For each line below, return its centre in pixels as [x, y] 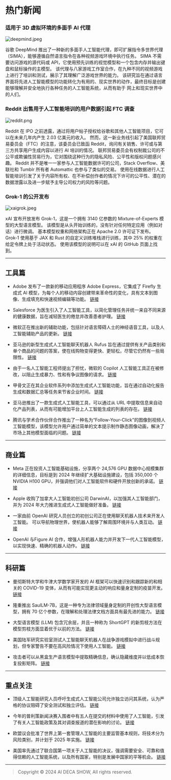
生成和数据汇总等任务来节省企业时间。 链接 [58, 392]
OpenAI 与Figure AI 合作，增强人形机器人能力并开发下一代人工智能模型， [89, 539]
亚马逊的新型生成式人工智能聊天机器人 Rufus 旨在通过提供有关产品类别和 [89, 344]
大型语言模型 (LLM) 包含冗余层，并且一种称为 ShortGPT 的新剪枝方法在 [87, 622]
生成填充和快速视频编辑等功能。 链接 [60, 299]
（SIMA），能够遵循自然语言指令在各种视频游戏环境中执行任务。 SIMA [78, 56]
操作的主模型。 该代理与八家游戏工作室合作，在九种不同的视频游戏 [93, 69]
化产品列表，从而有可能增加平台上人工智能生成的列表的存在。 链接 [82, 409]
